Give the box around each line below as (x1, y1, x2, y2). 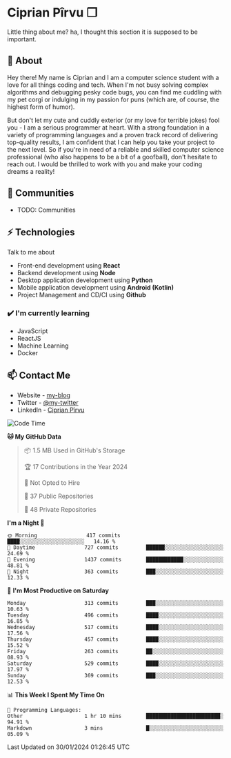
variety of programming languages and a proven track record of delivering (7, 130, 219, 139)
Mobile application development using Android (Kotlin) (17, 283, 174, 292)
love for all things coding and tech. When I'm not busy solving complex (7, 81, 209, 89)
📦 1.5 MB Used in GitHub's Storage (23, 446, 125, 455)
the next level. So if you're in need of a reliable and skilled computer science (7, 145, 224, 153)
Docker (17, 348, 39, 357)
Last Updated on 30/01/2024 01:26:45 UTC (7, 743, 130, 751)
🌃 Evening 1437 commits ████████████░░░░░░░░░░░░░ (7, 557, 224, 563)
